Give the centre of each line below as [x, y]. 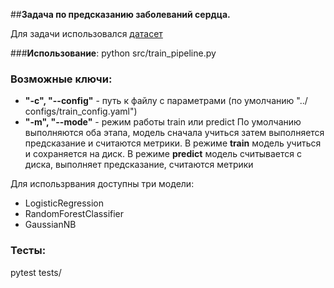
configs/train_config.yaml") [81, 111]
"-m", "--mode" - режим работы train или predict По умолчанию [163, 122]
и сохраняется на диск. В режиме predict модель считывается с [163, 154]
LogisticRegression [64, 203]
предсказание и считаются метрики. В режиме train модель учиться [173, 143]
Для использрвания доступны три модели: [102, 184]
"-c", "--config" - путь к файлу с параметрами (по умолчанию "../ [166, 101]
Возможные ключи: [61, 79]
